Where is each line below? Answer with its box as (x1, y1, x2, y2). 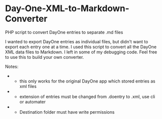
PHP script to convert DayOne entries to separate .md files (5, 29, 123, 35)
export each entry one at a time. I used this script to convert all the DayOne (5, 44, 157, 50)
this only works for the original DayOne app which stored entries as (19, 78, 156, 84)
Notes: (5, 64, 19, 69)
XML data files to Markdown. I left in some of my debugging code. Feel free (5, 49, 158, 55)
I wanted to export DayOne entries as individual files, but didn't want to (5, 38, 148, 44)
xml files (19, 83, 37, 89)
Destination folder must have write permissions (19, 109, 115, 115)
